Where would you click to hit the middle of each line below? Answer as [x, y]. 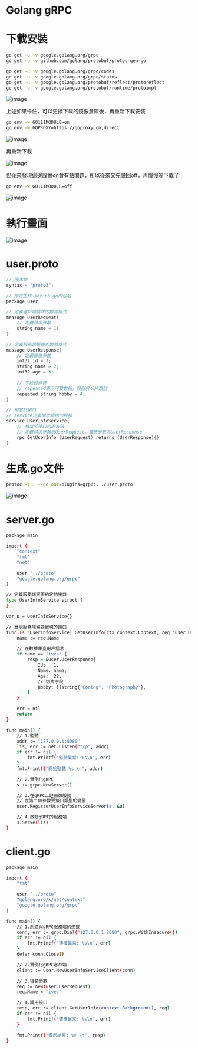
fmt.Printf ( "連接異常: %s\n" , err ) [69, 943]
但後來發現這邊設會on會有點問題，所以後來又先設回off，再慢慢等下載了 [93, 175]
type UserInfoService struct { [44, 600]
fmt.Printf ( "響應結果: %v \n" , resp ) [61, 1035]
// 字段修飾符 [32, 383]
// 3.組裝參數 [32, 981]
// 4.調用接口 [32, 1003]
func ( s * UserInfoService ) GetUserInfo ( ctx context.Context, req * [91, 632]
